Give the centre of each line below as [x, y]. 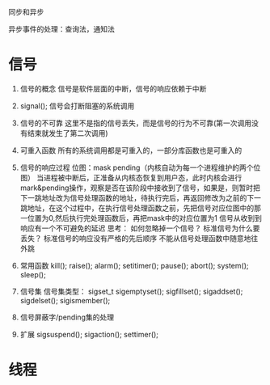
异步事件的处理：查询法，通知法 [61, 29]
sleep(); [33, 274]
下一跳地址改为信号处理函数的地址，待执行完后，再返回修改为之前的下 [137, 197]
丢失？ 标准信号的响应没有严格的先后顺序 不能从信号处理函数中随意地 [135, 238]
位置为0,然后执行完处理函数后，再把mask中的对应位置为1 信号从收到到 [145, 218]
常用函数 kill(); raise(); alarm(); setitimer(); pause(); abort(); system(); [134, 265]
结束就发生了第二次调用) [67, 133]
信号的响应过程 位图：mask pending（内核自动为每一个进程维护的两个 [137, 167]
